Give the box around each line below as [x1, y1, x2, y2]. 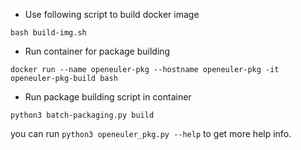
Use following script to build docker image [24, 9, 200, 20]
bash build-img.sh [10, 28, 87, 38]
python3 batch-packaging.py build [10, 110, 155, 120]
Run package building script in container [24, 91, 192, 103]
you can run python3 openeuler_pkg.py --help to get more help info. [10, 128, 292, 139]
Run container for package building [24, 45, 171, 57]
